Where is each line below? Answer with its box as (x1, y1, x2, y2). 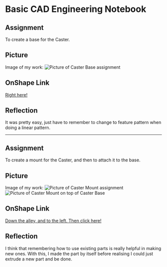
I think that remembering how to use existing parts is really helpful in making (5, 245, 162, 251)
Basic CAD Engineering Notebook (5, 3, 147, 15)
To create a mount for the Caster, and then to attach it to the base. (5, 157, 141, 163)
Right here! (5, 92, 28, 98)
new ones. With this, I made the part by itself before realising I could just (5, 251, 153, 257)
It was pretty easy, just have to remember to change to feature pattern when (5, 120, 162, 126)
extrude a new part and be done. (5, 256, 73, 262)
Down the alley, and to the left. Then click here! (5, 218, 102, 224)
